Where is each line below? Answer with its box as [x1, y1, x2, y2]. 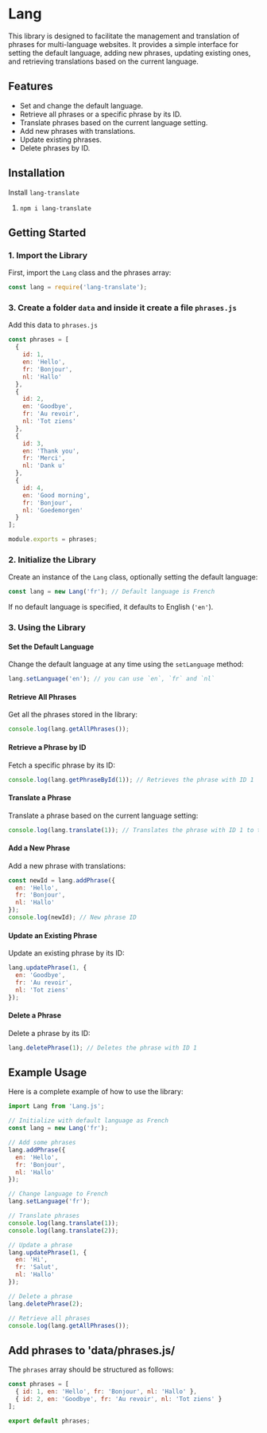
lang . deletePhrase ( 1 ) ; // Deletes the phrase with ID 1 [8, 1043, 197, 1052]
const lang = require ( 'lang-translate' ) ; [8, 284, 148, 292]
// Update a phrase [8, 1241, 73, 1249]
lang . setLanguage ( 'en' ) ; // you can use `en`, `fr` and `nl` [8, 675, 215, 683]
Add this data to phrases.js [8, 320, 98, 330]
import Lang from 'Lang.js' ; [8, 1102, 105, 1110]
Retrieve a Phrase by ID [8, 742, 87, 752]
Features [8, 80, 53, 93]
